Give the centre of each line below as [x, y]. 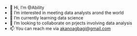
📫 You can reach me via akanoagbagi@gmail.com [60, 28]
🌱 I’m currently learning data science [46, 18]
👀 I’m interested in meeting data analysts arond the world [67, 13]
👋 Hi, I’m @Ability [27, 8]
